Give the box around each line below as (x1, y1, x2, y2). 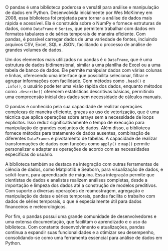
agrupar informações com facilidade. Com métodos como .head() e (5, 78, 145, 84)
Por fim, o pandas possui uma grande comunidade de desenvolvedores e (5, 213, 157, 219)
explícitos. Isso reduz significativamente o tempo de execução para (5, 120, 144, 125)
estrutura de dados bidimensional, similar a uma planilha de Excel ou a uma (5, 62, 161, 68)
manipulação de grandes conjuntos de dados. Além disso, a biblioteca (5, 125, 150, 131)
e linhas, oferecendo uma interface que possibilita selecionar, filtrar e (5, 73, 148, 78)
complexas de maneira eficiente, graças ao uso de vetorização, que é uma (5, 109, 159, 115)
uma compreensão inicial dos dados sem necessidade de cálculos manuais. (5, 94, 162, 100)
